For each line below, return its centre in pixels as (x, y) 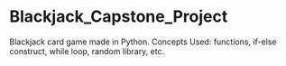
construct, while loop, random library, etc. (87, 51)
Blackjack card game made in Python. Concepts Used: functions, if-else (143, 42)
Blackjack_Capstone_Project (119, 17)
